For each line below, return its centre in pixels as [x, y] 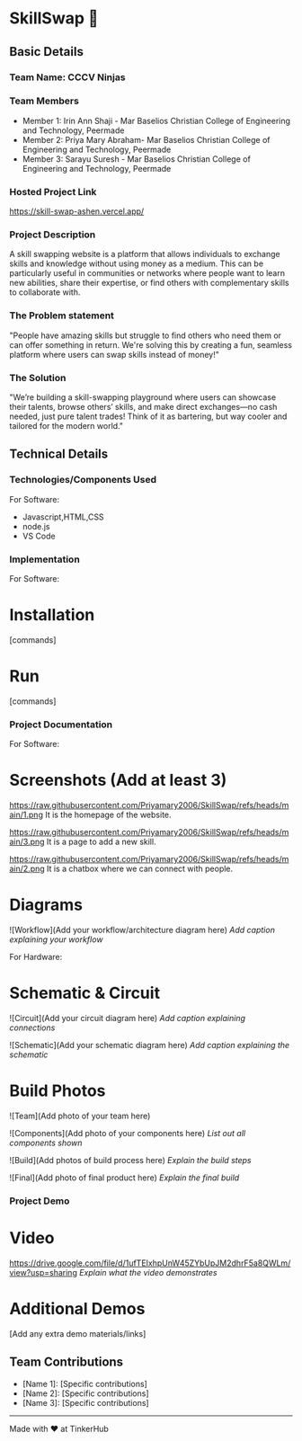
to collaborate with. [45, 292]
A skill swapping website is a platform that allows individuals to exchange [145, 254]
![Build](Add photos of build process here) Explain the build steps [130, 1160]
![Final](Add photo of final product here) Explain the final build [124, 1178]
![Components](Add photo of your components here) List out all [127, 1133]
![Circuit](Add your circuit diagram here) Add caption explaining [127, 1018]
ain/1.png [26, 815]
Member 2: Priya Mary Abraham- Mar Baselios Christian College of [146, 139]
